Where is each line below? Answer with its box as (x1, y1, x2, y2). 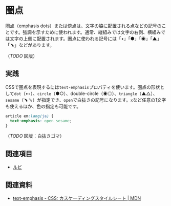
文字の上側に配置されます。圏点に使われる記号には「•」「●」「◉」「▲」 (9, 35, 162, 42)
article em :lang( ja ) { (5, 114, 54, 119)
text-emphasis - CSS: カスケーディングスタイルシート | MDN (12, 195, 141, 201)
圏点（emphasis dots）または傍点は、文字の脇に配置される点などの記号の (5, 23, 162, 29)
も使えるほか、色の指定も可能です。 (5, 103, 81, 109)
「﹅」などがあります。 (5, 42, 55, 48)
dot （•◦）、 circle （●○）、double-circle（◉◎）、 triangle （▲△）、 (14, 90, 158, 97)
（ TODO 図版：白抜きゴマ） (5, 133, 65, 139)
